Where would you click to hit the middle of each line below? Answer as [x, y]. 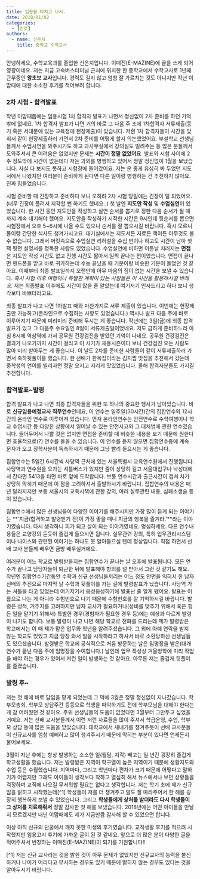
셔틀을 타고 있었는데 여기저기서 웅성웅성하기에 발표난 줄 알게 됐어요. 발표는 [99, 591]
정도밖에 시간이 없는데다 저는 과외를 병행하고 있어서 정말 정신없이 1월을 [95, 161]
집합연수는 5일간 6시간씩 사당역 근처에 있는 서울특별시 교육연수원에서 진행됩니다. [100, 462]
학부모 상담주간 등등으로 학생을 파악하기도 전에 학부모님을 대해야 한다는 [111, 705]
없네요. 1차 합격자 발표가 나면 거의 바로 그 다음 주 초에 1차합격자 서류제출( [102, 124]
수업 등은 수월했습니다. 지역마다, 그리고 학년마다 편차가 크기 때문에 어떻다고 [94, 769]
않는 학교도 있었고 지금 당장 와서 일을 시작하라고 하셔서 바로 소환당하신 [88, 636]
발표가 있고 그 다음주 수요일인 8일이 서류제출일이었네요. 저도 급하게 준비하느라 [97, 328]
